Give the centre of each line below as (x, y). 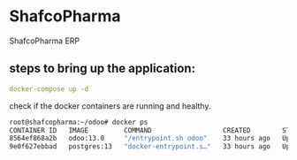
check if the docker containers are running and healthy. (110, 106)
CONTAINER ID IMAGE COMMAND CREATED (130, 130)
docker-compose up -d (49, 89)
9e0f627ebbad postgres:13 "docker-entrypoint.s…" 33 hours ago (140, 147)
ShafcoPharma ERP (45, 41)
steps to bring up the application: (103, 69)
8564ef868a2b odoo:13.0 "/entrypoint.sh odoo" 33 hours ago (140, 139)
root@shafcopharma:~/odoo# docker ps (79, 122)
